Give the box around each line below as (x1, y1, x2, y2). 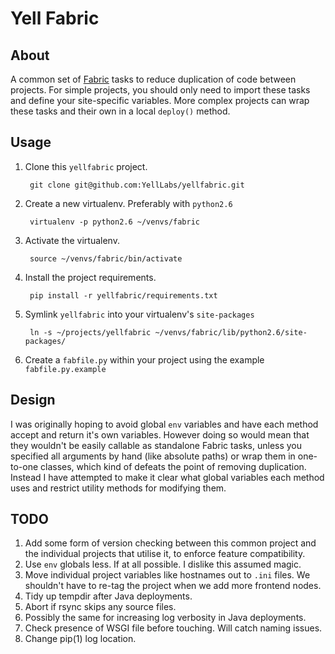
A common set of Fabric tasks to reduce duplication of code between (10, 73, 297, 85)
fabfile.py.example (24, 364, 107, 374)
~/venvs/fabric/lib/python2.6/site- (154, 327, 308, 337)
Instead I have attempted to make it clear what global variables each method (10, 471, 325, 483)
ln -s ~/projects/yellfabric (29, 327, 152, 337)
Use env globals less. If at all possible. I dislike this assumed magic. (24, 558, 302, 571)
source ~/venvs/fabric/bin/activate (29, 253, 183, 264)
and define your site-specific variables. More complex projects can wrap (10, 95, 310, 106)
